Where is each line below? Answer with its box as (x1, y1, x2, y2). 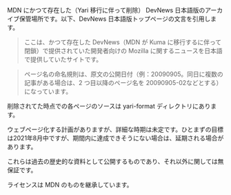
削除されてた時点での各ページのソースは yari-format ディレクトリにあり (7, 102, 211, 110)
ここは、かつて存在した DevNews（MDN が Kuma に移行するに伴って (23, 38, 222, 46)
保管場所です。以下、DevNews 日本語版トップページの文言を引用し (19, 15, 211, 23)
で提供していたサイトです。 (23, 55, 102, 64)
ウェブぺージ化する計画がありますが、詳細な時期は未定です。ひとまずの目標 (7, 125, 224, 133)
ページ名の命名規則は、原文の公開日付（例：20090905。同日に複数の (23, 70, 224, 78)
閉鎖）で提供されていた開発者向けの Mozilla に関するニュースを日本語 (23, 47, 223, 55)
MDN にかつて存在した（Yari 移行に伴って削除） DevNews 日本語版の (7, 6, 205, 14)
